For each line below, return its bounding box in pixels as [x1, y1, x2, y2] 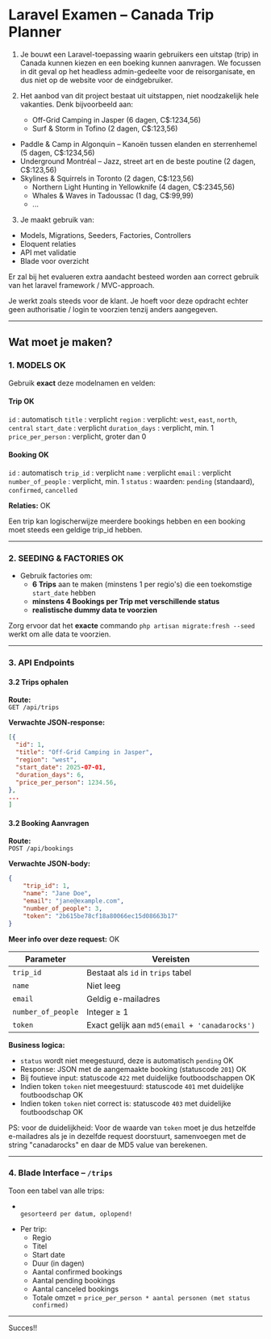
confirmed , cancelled [8, 486, 78, 495]
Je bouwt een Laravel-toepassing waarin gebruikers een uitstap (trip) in [19, 49, 259, 59]
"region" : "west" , [15, 756, 78, 764]
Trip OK [8, 397, 35, 407]
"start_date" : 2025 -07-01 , [15, 763, 106, 771]
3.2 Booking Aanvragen [8, 818, 90, 828]
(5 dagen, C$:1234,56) [19, 148, 95, 157]
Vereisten [152, 953, 190, 965]
